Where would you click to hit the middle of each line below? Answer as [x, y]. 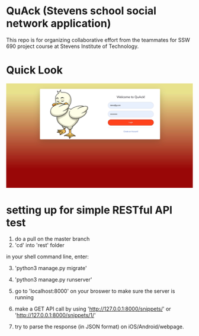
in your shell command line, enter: [47, 257]
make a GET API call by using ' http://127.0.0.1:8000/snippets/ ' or [93, 309]
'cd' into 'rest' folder [39, 245]
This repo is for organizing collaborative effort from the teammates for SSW [98, 40]
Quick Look [35, 70]
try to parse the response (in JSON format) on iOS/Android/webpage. [99, 327]
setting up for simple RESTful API [89, 210]
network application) [59, 23]
